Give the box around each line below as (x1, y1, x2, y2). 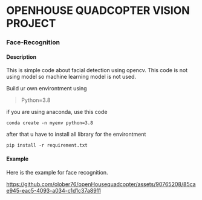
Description (6, 53, 37, 61)
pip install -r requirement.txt (6, 142, 88, 148)
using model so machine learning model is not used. (6, 73, 137, 81)
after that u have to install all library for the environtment (6, 131, 146, 138)
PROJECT (6, 16, 56, 30)
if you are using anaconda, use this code (6, 108, 108, 116)
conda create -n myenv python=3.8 (6, 120, 94, 126)
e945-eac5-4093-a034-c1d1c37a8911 (6, 187, 102, 194)
